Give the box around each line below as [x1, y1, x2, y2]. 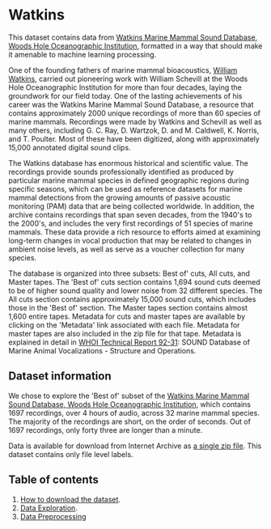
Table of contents [8, 473, 99, 487]
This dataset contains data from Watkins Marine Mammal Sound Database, [8, 32, 258, 42]
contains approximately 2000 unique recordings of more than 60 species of [8, 108, 261, 118]
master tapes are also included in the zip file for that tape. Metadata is [8, 328, 242, 338]
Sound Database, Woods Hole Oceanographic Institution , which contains [8, 399, 251, 409]
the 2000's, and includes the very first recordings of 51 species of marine [8, 218, 253, 228]
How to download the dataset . [19, 494, 121, 504]
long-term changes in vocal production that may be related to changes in [8, 235, 252, 245]
